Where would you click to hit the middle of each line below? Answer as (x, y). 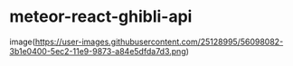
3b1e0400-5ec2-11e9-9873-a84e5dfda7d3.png (98, 51)
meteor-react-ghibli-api (101, 17)
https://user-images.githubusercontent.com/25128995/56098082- (159, 42)
